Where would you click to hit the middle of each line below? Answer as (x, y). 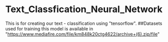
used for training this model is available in (49, 28)
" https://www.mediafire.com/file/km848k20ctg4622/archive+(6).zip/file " (83, 34)
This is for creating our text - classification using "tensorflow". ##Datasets (84, 23)
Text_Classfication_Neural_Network (84, 9)
